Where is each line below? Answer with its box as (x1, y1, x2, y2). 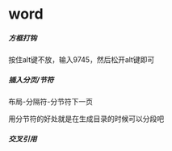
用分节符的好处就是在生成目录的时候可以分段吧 (8, 114, 164, 124)
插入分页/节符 (8, 74, 54, 85)
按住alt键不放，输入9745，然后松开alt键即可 (8, 55, 155, 65)
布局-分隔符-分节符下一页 (8, 97, 93, 107)
